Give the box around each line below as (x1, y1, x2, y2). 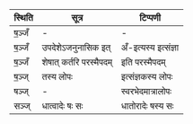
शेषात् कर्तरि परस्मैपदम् (41, 56, 113, 68)
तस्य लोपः (41, 71, 74, 83)
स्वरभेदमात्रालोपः (120, 85, 172, 97)
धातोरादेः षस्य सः (120, 100, 174, 111)
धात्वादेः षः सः (41, 100, 83, 111)
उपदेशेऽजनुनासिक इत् (41, 41, 111, 53)
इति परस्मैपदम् (120, 56, 166, 68)
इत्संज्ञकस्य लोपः (120, 71, 173, 83)
